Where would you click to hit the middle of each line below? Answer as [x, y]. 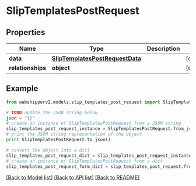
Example [22, 89]
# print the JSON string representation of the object [74, 134]
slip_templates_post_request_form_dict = [57, 166]
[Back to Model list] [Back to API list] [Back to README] [73, 178]
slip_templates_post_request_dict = [50, 156]
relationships [28, 68]
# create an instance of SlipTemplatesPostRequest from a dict [85, 161]
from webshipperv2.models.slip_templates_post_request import [83, 102]
